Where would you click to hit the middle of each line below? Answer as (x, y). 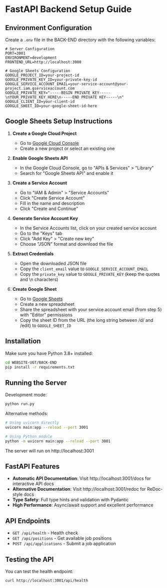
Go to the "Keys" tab (41, 233)
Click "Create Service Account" (52, 198)
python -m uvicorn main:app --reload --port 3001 (58, 441)
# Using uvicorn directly (32, 423)
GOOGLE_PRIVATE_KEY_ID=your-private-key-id (51, 80)
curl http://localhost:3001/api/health (47, 580)
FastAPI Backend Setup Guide (68, 9)
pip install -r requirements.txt (40, 367)
